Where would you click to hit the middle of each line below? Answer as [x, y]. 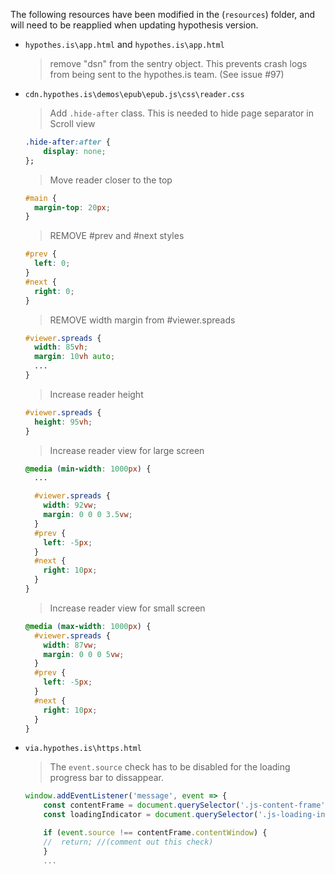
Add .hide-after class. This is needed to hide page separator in [181, 113]
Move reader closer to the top [111, 180]
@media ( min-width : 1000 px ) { [88, 469]
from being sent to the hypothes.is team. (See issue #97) [167, 74]
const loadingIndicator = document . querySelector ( [151, 815]
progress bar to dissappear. [106, 778]
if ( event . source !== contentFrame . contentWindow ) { [155, 833]
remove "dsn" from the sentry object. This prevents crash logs [178, 63]
